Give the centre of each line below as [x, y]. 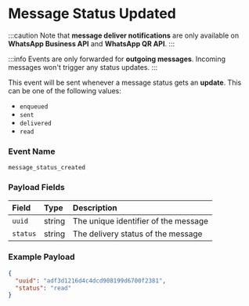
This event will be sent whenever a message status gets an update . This [125, 82]
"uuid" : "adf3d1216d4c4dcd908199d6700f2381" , [91, 280]
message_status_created [47, 168]
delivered [36, 123]
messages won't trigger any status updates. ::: [83, 67]
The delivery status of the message [138, 234]
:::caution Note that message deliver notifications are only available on [124, 35]
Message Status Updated [92, 14]
